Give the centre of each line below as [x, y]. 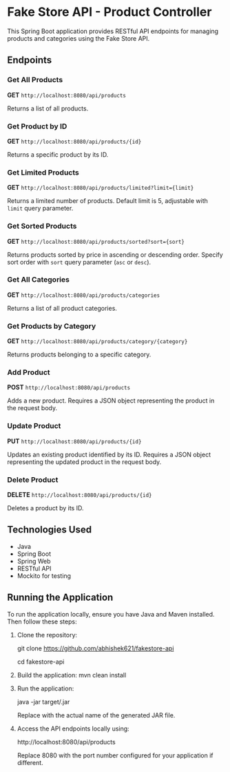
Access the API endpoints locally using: [73, 728]
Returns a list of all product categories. [62, 308]
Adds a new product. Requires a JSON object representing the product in [111, 401]
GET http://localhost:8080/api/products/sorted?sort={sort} [96, 241]
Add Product [29, 372]
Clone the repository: [47, 635]
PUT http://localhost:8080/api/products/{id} [74, 441]
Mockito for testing [44, 576]
